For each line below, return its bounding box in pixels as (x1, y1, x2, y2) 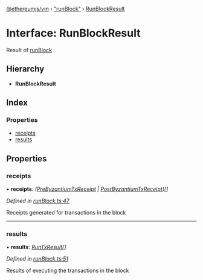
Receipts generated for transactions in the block (6, 209, 126, 216)
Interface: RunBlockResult (6, 27, 141, 40)
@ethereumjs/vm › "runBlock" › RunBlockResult (6, 5, 125, 12)
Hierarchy (6, 64, 45, 75)
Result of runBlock (6, 46, 53, 53)
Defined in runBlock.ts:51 (6, 255, 68, 262)
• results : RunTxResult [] (6, 244, 66, 251)
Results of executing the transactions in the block (6, 267, 129, 275)
